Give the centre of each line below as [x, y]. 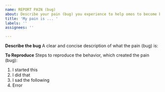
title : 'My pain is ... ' [31, 18]
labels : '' [16, 23]
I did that [21, 75]
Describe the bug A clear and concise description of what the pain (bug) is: [82, 46]
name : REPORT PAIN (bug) [30, 9]
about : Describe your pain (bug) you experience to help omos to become [81, 14]
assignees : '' [20, 28]
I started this [25, 70]
